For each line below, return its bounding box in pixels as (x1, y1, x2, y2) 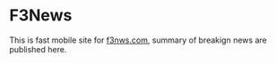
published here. (9, 43, 67, 54)
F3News (9, 5, 73, 26)
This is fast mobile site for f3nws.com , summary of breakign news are (9, 35, 267, 45)
